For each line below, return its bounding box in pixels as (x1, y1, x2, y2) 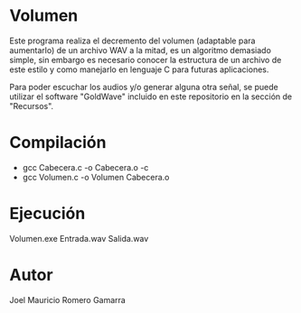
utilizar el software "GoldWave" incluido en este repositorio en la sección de (9, 91, 292, 102)
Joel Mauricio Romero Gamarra (9, 294, 127, 305)
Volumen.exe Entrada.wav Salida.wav (9, 233, 149, 244)
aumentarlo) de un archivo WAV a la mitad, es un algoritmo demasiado (9, 44, 271, 55)
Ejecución (9, 204, 86, 224)
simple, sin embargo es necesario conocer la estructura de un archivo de (9, 54, 282, 65)
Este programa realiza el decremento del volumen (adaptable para (9, 35, 256, 46)
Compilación (9, 133, 107, 153)
